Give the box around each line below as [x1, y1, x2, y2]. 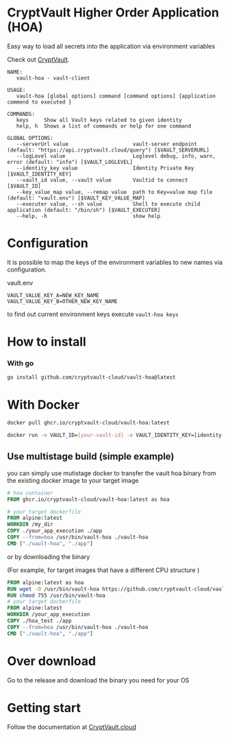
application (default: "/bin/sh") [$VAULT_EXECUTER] [7, 206, 161, 213]
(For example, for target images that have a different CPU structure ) [7, 566, 200, 574]
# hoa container [7, 489, 53, 497]
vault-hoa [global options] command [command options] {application [16, 93, 216, 99]
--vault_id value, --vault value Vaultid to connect [16, 176, 188, 183]
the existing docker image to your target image [7, 476, 139, 484]
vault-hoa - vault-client [16, 74, 90, 82]
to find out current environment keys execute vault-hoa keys [7, 310, 179, 318]
